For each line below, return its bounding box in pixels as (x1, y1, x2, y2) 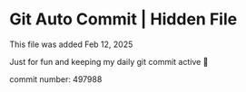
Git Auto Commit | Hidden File (9, 9, 238, 30)
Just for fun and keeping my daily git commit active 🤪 (9, 56, 209, 67)
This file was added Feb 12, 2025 (9, 39, 133, 50)
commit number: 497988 (9, 73, 103, 85)
